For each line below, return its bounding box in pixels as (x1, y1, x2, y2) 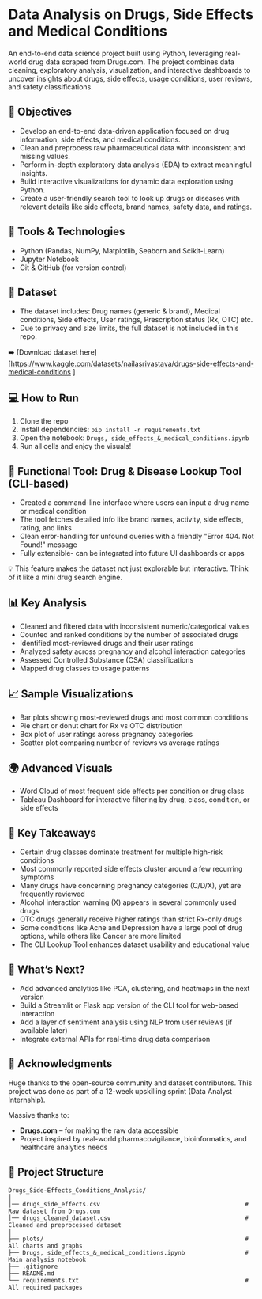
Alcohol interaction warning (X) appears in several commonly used (19, 898, 237, 907)
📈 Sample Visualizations (8, 687, 133, 701)
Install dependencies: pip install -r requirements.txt (19, 425, 201, 435)
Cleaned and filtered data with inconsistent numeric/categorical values (19, 621, 250, 631)
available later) (19, 1026, 69, 1035)
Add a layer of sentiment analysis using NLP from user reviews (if (19, 1017, 233, 1027)
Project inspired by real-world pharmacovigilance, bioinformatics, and (19, 1134, 247, 1143)
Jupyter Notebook (19, 254, 79, 264)
